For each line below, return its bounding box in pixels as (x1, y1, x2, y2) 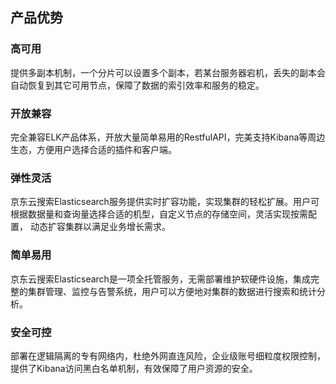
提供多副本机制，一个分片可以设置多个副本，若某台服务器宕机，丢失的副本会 (10, 66, 326, 78)
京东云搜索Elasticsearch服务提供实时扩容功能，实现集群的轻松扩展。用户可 (10, 196, 320, 208)
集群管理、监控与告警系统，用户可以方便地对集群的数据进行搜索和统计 (27, 285, 317, 297)
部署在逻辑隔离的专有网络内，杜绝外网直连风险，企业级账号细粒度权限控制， (10, 349, 326, 362)
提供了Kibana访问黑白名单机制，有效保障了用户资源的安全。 (10, 362, 258, 374)
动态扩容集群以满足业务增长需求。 (29, 221, 171, 233)
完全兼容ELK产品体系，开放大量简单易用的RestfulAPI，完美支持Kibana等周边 (10, 131, 326, 143)
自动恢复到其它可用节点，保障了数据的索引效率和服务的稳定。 (10, 79, 265, 91)
